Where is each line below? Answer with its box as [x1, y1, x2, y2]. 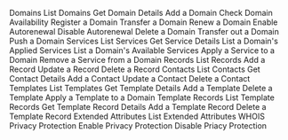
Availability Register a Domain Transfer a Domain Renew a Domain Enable [9, 17, 278, 27]
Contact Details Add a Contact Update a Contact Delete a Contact [9, 74, 251, 83]
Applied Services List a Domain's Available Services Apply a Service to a [9, 45, 276, 56]
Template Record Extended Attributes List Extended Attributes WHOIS [9, 111, 265, 121]
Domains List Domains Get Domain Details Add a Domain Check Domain [9, 8, 274, 18]
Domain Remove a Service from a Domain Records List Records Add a [9, 55, 266, 65]
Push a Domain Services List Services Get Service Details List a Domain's [9, 35, 278, 46]
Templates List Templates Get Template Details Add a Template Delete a [9, 83, 273, 93]
